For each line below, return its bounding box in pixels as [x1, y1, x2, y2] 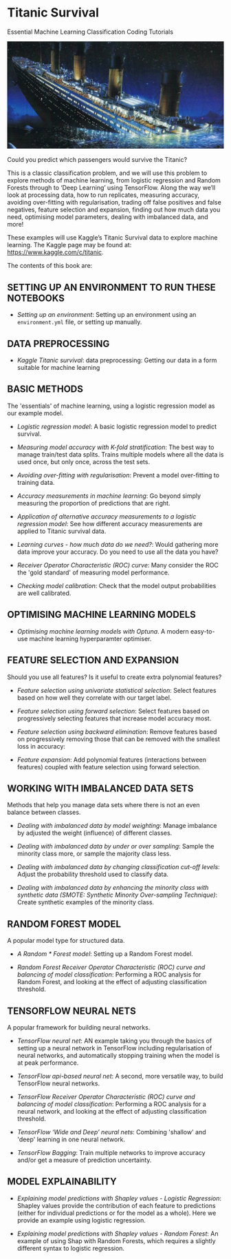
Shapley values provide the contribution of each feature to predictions [16, 1201, 216, 1209]
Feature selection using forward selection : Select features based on [16, 707, 210, 715]
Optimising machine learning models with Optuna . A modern [16, 627, 189, 635]
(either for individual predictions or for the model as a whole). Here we [16, 1209, 217, 1217]
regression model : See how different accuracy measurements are [16, 519, 203, 528]
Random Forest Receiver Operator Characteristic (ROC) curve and [16, 963, 206, 972]
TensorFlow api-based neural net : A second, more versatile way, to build [16, 1072, 223, 1080]
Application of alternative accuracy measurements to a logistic [16, 512, 197, 521]
